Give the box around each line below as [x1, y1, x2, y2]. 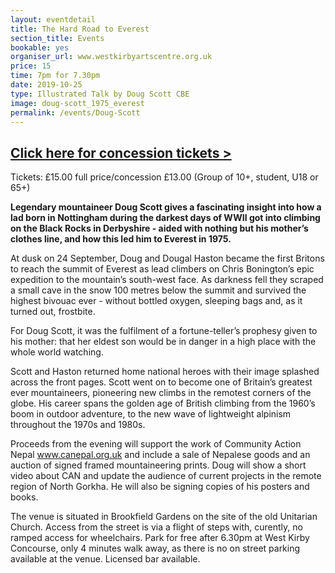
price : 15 [10, 61, 52, 71]
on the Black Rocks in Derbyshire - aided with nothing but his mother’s [10, 222, 309, 235]
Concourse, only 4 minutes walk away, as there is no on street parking [10, 542, 301, 555]
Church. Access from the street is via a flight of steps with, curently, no [10, 521, 303, 533]
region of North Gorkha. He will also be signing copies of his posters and [10, 481, 310, 493]
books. [10, 491, 39, 503]
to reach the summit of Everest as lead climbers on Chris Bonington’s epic [10, 263, 315, 275]
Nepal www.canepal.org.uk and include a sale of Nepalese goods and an [10, 449, 311, 461]
